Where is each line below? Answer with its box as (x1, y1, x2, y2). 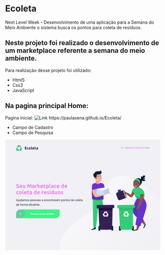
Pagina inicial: (5, 114, 33, 121)
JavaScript (12, 87, 34, 93)
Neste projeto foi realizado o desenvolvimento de (5, 39, 159, 47)
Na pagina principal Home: (5, 102, 89, 110)
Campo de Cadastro (12, 124, 53, 130)
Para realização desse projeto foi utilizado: (5, 67, 92, 73)
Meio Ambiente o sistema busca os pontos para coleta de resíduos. (5, 24, 142, 30)
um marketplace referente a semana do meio (5, 46, 145, 55)
